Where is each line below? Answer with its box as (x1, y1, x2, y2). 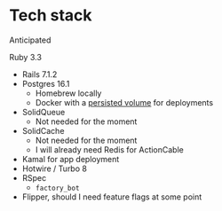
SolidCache (21, 125, 65, 136)
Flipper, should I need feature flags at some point (21, 191, 202, 202)
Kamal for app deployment (21, 153, 120, 164)
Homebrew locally (35, 88, 102, 98)
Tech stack (9, 5, 92, 26)
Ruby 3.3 (9, 51, 43, 62)
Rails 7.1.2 (21, 68, 58, 80)
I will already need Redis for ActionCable (35, 144, 184, 155)
